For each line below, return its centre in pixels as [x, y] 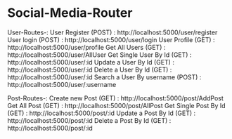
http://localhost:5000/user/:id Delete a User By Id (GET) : [90, 69]
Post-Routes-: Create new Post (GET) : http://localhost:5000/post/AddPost [115, 98]
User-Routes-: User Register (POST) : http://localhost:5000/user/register [112, 32]
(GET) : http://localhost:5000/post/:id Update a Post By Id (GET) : [102, 113]
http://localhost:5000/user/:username [62, 84]
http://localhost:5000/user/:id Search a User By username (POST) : [104, 77]
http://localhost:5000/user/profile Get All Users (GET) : [86, 47]
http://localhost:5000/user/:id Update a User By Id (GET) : [91, 62]
